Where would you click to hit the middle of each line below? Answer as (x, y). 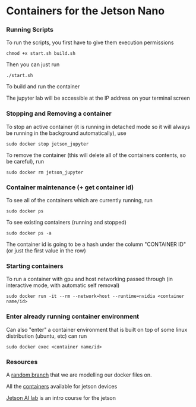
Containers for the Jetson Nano (86, 11)
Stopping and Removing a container (59, 113)
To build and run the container (43, 87)
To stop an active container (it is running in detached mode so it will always (98, 127)
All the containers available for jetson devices (62, 386)
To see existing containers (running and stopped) (66, 223)
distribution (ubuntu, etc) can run (47, 336)
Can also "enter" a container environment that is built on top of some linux (97, 329)
